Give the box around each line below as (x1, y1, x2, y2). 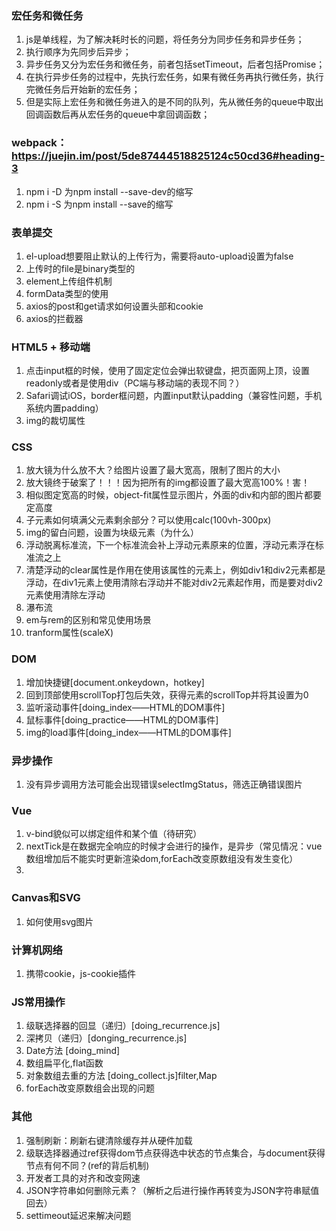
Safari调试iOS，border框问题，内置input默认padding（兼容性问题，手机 (25, 390, 323, 402)
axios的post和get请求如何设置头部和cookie (25, 300, 204, 312)
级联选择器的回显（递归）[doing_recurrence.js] (25, 1020, 221, 1032)
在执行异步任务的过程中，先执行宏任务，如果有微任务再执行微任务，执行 (25, 71, 324, 83)
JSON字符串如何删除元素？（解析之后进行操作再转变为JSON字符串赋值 (25, 1184, 320, 1196)
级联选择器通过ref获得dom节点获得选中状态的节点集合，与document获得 (25, 1147, 326, 1159)
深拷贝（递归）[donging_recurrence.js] (25, 1032, 188, 1044)
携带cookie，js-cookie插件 (25, 967, 137, 979)
